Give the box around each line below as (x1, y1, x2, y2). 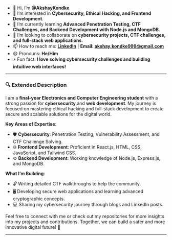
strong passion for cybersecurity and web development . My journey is (5, 100, 156, 107)
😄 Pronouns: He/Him (12, 51, 58, 56)
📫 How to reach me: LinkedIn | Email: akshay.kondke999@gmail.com (12, 43, 164, 49)
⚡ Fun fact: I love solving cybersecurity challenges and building (12, 56, 150, 62)
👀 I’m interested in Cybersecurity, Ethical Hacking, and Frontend (12, 10, 152, 16)
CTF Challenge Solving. (12, 138, 63, 145)
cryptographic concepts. (12, 196, 65, 202)
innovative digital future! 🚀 (5, 224, 60, 230)
